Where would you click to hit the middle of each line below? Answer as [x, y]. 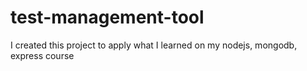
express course [42, 55]
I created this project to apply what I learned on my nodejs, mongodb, [154, 45]
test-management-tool [107, 17]
